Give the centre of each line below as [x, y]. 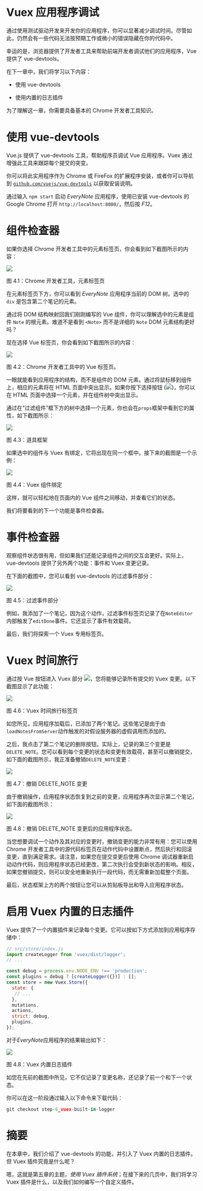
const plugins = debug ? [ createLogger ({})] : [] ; [72, 977]
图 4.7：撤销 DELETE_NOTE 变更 [47, 783]
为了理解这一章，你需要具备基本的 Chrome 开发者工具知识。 [82, 110]
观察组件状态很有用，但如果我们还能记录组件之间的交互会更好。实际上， [96, 555]
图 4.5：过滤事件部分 [32, 600]
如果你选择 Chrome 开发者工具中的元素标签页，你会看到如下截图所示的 [95, 249]
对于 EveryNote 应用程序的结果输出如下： [57, 1040]
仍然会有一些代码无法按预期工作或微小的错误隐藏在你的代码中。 [96, 38]
